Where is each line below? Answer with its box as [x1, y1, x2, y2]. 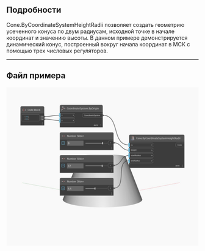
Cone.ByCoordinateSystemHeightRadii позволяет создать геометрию [6, 21, 185, 28]
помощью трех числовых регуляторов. [6, 47, 109, 54]
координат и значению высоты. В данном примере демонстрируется [6, 34, 188, 42]
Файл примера [6, 70, 66, 81]
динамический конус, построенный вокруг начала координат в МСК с [6, 40, 190, 48]
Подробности [6, 5, 62, 15]
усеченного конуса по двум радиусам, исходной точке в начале [6, 27, 175, 35]
